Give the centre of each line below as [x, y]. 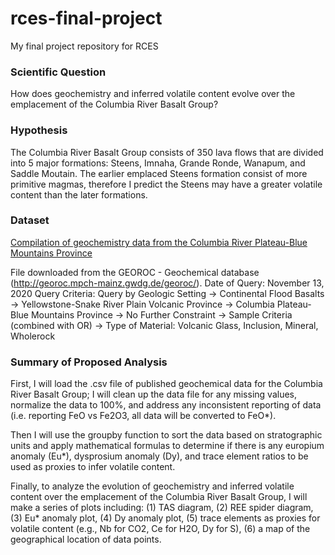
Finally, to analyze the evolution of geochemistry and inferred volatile [152, 486]
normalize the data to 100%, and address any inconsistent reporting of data [166, 405]
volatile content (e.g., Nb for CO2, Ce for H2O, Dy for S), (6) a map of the [160, 529]
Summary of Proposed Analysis [89, 362]
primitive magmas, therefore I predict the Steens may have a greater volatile [166, 184]
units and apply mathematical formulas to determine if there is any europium [167, 446]
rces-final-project [86, 18]
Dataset [30, 220]
